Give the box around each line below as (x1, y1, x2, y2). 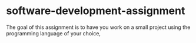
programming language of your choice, (6, 29, 101, 37)
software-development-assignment (6, 4, 185, 18)
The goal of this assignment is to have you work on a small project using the (6, 24, 191, 31)
